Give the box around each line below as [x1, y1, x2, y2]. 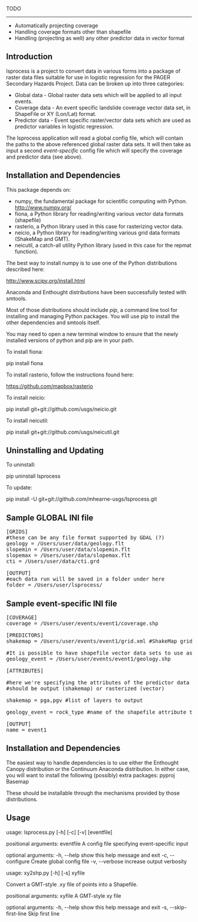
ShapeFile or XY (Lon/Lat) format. [14, 110, 97, 117]
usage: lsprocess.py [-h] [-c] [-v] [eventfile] [6, 828, 113, 836]
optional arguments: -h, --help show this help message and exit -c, [6, 852, 169, 859]
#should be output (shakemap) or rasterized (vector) [6, 685, 165, 692]
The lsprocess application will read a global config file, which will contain [6, 134, 184, 141]
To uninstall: [6, 461, 36, 468]
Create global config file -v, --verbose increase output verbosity [31, 857, 187, 865]
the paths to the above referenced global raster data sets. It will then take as [6, 140, 192, 147]
